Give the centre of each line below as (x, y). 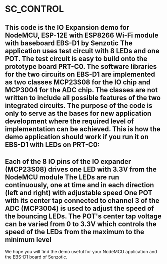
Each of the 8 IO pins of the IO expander (68, 162)
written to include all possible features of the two (83, 97)
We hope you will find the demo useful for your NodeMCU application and (81, 252)
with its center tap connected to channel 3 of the (82, 201)
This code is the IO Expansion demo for (67, 27)
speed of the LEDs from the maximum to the (75, 232)
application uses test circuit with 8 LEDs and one (82, 51)
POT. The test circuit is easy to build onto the (76, 58)
